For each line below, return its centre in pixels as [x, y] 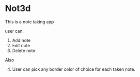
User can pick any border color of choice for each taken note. [74, 69]
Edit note [21, 45]
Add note [21, 40]
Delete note [23, 51]
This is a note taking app [30, 22]
